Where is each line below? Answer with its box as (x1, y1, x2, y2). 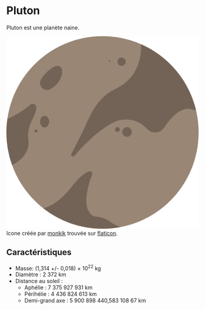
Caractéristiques (6, 247, 72, 257)
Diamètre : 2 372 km (15, 271, 67, 278)
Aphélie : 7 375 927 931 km (24, 284, 93, 291)
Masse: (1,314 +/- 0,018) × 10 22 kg (15, 264, 101, 272)
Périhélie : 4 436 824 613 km (24, 290, 97, 298)
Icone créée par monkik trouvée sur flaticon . (6, 229, 118, 237)
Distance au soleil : (15, 278, 63, 285)
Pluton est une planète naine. (6, 24, 80, 31)
